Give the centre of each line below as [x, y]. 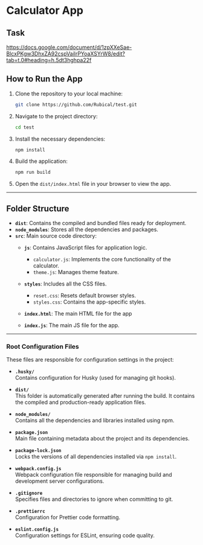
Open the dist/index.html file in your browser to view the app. [93, 184]
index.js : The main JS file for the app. [72, 325]
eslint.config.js [37, 530]
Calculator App [45, 11]
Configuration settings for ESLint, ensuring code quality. [85, 535]
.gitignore [29, 493]
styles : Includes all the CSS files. [65, 284]
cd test [24, 127]
